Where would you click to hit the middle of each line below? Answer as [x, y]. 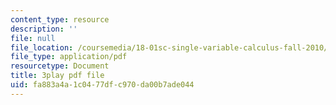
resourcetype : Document [60, 66]
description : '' [44, 29]
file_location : [42, 47]
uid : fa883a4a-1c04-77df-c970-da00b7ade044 [102, 85]
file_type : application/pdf [69, 57]
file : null [33, 38]
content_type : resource [60, 19]
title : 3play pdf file [57, 76]
